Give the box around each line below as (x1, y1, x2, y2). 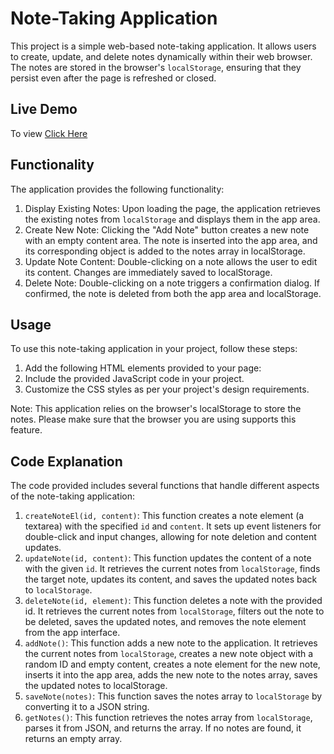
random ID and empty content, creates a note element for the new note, (24, 658, 321, 671)
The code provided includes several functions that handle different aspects (10, 480, 320, 492)
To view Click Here (10, 127, 88, 139)
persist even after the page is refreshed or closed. (10, 72, 217, 84)
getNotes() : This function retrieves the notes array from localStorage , (24, 712, 313, 724)
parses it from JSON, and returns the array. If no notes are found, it (24, 722, 302, 734)
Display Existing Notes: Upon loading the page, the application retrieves (24, 202, 321, 214)
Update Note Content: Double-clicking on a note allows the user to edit (24, 255, 318, 267)
